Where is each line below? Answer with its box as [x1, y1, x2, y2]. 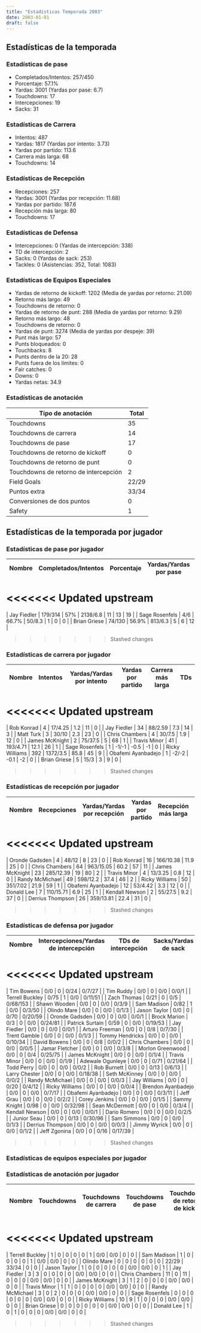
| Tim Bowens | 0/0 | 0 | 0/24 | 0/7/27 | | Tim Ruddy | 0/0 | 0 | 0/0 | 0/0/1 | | [6, 987, 191, 994]
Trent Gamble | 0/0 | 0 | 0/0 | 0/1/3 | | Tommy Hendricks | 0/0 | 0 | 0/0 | [6, 1032, 181, 1039]
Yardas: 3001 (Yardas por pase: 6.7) [14, 86, 103, 93]
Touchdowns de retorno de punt [9, 458, 100, 466]
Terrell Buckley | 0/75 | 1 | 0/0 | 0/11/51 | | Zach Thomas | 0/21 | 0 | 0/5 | [6, 994, 181, 1001]
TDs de [118, 936, 139, 945]
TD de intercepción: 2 [14, 248, 69, 255]
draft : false [6, 20, 39, 26]
